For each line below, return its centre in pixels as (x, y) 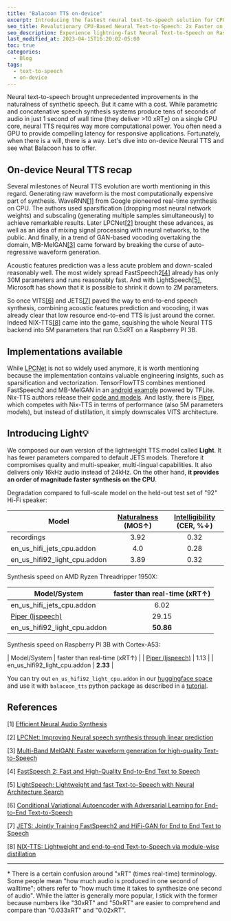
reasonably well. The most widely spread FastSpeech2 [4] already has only (113, 273)
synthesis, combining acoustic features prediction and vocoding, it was (108, 308)
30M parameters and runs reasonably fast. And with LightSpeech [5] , (104, 280)
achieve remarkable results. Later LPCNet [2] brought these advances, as (110, 223)
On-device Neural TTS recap (70, 170)
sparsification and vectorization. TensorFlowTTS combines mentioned (107, 383)
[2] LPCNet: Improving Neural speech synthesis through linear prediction (110, 737)
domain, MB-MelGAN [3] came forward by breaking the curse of (97, 245)
